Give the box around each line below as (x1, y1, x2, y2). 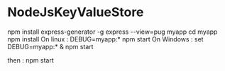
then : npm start (7, 56, 55, 64)
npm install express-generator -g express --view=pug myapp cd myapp (7, 27, 218, 36)
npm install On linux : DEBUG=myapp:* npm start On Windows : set (7, 34, 204, 43)
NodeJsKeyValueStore (7, 4, 144, 20)
